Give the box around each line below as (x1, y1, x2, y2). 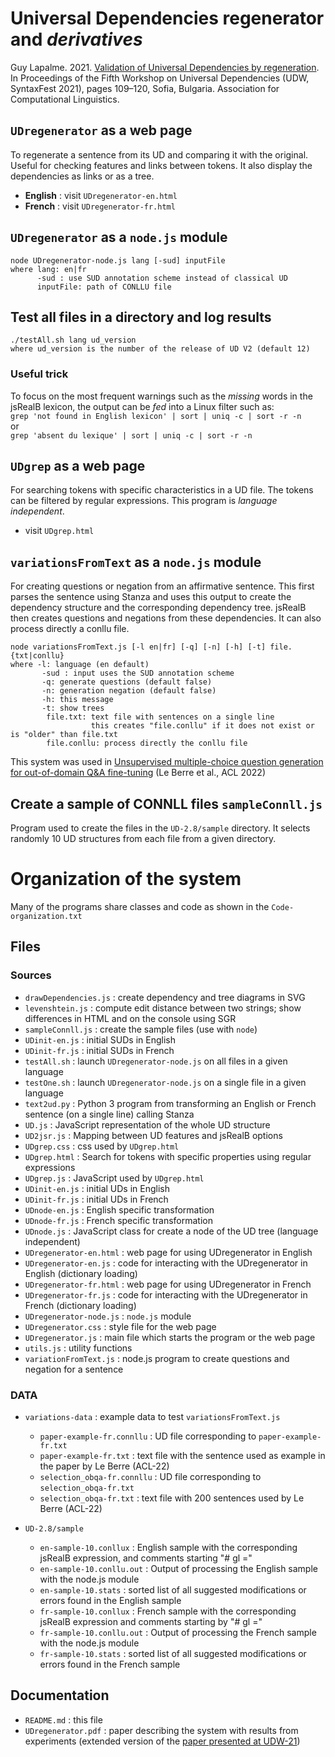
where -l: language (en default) (10, 660, 150, 670)
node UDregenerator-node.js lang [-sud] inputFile (10, 255, 226, 266)
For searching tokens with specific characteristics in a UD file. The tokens (10, 484, 314, 496)
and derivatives (10, 28, 143, 51)
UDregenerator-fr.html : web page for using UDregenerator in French (24, 1278, 312, 1290)
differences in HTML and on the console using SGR (24, 1012, 237, 1024)
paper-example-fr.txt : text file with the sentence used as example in (39, 1450, 326, 1462)
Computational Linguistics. (10, 93, 120, 105)
